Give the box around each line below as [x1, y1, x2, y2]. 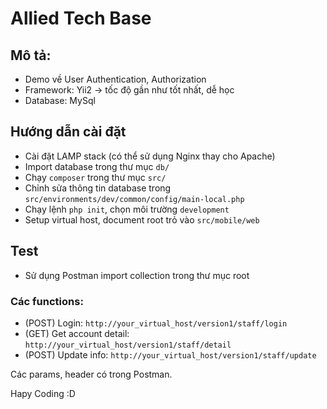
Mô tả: [10, 47, 52, 64]
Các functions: [10, 294, 84, 308]
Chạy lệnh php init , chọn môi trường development [24, 203, 230, 215]
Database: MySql [24, 95, 96, 106]
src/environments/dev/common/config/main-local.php [24, 194, 245, 204]
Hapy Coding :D [10, 387, 76, 399]
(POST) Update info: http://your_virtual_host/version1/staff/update [24, 348, 317, 361]
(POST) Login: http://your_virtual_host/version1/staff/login [24, 317, 288, 329]
